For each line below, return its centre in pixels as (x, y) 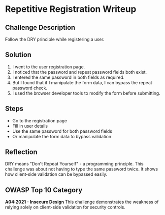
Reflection (21, 152)
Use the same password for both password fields (62, 131)
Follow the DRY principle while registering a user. (55, 39)
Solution (18, 55)
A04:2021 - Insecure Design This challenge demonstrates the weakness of (82, 202)
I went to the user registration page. (49, 67)
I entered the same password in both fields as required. (68, 77)
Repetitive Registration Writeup (71, 9)
